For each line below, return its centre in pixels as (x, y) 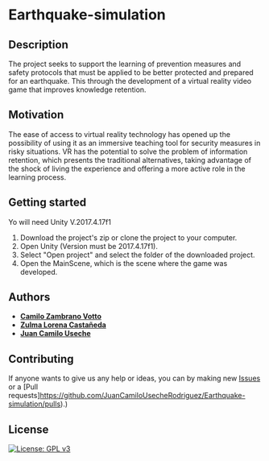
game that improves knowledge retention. (77, 89)
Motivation (36, 115)
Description (38, 45)
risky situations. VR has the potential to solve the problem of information (128, 152)
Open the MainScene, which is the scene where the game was (124, 263)
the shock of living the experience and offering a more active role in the (127, 168)
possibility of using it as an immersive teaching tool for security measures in (134, 143)
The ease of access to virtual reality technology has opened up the (120, 134)
